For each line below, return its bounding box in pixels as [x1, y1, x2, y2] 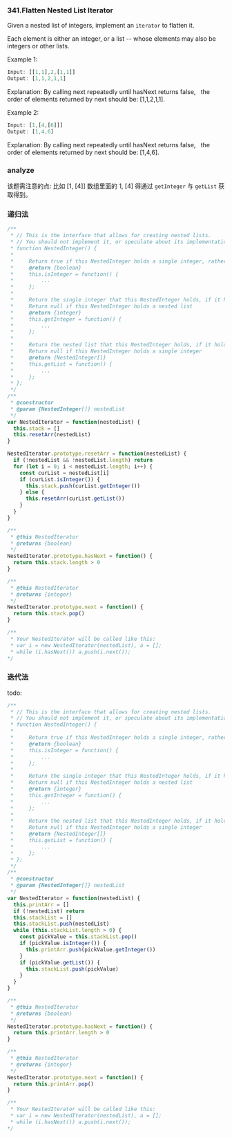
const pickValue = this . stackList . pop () [19, 933, 137, 940]
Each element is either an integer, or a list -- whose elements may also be [7, 35, 216, 43]
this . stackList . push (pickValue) [25, 965, 119, 973]
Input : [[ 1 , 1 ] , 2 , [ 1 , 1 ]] [7, 68, 76, 76]
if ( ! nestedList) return [13, 908, 85, 915]
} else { [19, 489, 45, 496]
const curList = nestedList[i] [19, 469, 110, 476]
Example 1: [7, 55, 38, 64]
